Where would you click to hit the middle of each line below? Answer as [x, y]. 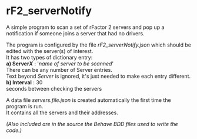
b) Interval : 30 [24, 82]
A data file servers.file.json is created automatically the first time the [89, 100]
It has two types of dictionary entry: [49, 57]
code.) [14, 130]
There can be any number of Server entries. [59, 69]
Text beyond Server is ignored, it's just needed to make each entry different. [98, 76]
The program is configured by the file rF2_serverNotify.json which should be [98, 45]
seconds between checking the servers [54, 88]
